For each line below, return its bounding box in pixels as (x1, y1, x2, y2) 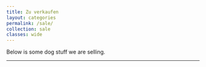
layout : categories (6, 15, 56, 21)
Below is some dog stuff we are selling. (6, 48, 105, 55)
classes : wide (6, 32, 43, 38)
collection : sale (6, 26, 51, 32)
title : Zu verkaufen (6, 9, 59, 15)
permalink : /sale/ (6, 20, 53, 26)
